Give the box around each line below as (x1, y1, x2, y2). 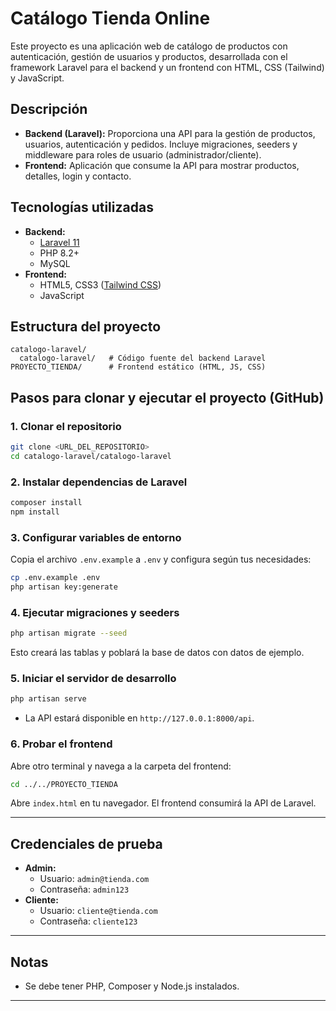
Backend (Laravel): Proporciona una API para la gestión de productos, (24, 127, 316, 139)
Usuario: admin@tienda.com (39, 873, 150, 885)
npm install (10, 507, 60, 517)
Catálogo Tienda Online (10, 7, 211, 30)
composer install (10, 498, 83, 508)
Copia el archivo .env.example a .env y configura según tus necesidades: (10, 553, 312, 566)
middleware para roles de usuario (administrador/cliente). (24, 148, 262, 161)
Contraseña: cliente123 (39, 915, 138, 927)
